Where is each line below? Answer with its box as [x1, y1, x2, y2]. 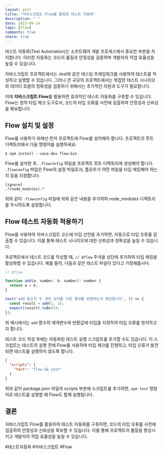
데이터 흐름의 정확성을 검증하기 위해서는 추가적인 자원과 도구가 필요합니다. [10, 83, 151, 89]
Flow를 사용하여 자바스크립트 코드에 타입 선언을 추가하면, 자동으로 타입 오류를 [5, 231, 152, 237]
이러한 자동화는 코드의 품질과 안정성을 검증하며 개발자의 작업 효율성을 [23, 54, 155, 60]
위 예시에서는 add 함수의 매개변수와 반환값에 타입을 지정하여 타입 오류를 [5, 319, 140, 325]
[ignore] [5, 182, 23, 187]
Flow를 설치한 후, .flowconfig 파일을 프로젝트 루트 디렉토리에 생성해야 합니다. [5, 160, 154, 166]
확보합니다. [10, 105, 32, 111]
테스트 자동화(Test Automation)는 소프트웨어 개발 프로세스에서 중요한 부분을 [5, 48, 150, 54]
